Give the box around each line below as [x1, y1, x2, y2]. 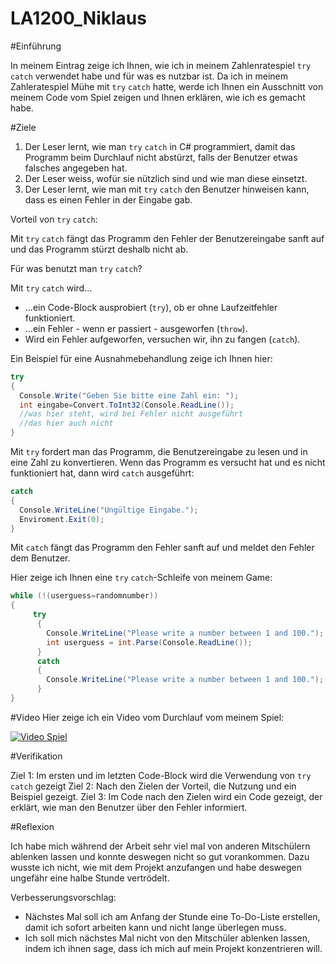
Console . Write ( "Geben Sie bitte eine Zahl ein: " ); [19, 390, 240, 401]
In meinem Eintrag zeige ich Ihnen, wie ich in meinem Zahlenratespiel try [10, 59, 312, 71]
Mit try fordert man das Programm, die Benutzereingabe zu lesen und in [10, 446, 308, 458]
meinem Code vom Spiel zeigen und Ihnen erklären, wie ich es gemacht [10, 91, 306, 103]
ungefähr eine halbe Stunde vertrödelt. [10, 872, 170, 884]
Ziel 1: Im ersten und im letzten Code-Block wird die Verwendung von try [10, 769, 312, 781]
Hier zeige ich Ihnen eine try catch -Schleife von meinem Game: [10, 572, 273, 584]
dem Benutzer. [10, 552, 71, 564]
